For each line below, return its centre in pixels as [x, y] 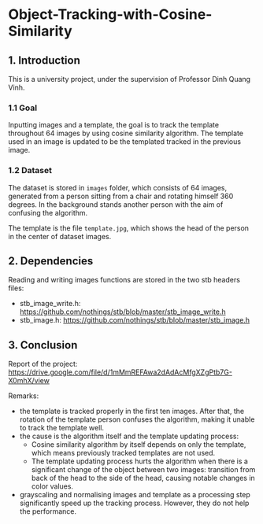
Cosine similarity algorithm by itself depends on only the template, [139, 445]
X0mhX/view [29, 381]
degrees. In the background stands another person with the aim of [116, 204]
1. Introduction [44, 60]
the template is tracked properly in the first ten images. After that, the [132, 411]
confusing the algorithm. [48, 212]
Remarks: [24, 396]
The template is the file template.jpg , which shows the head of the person [129, 228]
